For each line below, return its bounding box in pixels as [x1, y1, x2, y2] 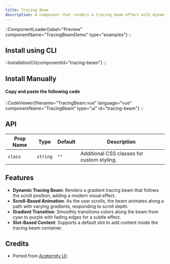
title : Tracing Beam [5, 7, 49, 13]
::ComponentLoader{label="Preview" [5, 26, 82, 32]
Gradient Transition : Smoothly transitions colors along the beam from [12, 209, 158, 215]
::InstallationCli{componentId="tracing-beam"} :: [5, 59, 107, 66]
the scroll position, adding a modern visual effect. [12, 192, 116, 199]
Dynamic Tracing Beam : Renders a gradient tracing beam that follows [12, 187, 159, 193]
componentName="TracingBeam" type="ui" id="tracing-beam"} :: [5, 105, 144, 111]
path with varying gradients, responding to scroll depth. [12, 203, 129, 209]
